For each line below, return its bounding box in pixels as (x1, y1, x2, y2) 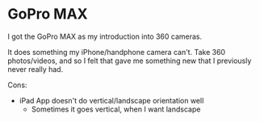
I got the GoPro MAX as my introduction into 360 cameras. (7, 32, 203, 41)
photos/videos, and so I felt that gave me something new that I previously (7, 56, 252, 65)
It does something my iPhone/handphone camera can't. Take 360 (7, 47, 226, 57)
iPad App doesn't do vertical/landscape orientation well (19, 95, 204, 105)
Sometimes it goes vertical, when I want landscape (31, 104, 201, 114)
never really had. (7, 64, 64, 74)
